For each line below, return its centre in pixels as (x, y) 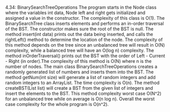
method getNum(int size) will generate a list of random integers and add (80, 77)
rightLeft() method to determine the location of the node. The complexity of (84, 40)
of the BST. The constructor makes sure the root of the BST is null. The (79, 29)
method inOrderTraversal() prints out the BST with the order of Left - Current (85, 56)
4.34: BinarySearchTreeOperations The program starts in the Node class (81, 7)
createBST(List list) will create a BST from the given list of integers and (79, 88)
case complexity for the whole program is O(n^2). (57, 104)
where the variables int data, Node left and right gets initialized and (75, 13)
